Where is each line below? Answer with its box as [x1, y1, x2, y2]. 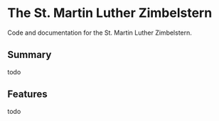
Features [7, 88, 48, 100]
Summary [7, 49, 52, 61]
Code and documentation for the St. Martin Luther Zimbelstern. [7, 28, 192, 37]
